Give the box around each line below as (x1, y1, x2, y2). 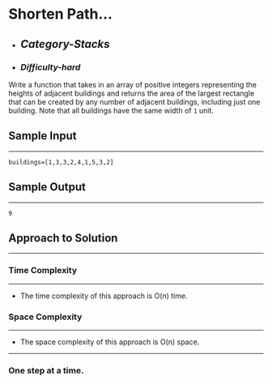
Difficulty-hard (19, 62, 81, 73)
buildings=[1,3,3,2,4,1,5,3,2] (8, 158, 114, 166)
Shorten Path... (8, 5, 113, 23)
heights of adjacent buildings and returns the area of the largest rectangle (8, 88, 255, 98)
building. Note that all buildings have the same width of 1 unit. (8, 105, 215, 115)
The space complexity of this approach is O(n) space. (19, 337, 200, 347)
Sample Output (8, 180, 87, 194)
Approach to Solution (8, 231, 118, 245)
